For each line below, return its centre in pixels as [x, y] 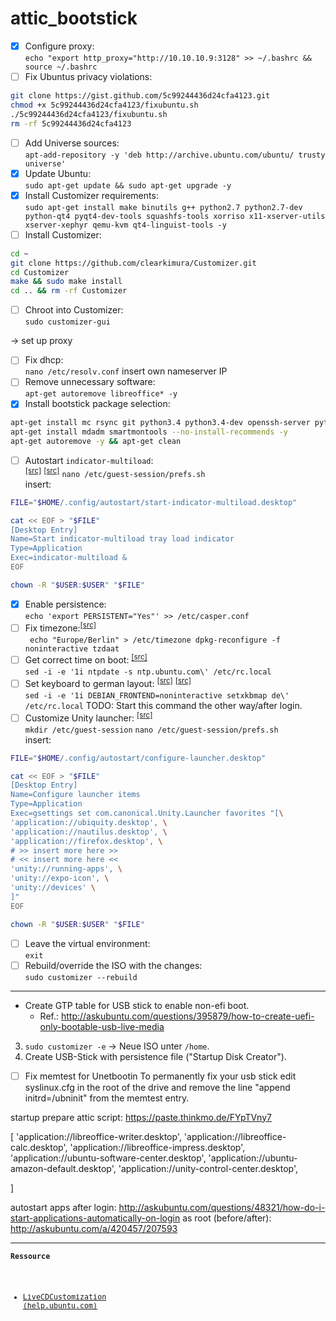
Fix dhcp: [44, 360]
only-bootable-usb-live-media [102, 1026]
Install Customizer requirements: [91, 195]
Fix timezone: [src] [60, 627]
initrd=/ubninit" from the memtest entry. [107, 1098]
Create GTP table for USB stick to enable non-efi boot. [137, 1005]
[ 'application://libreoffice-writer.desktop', [96, 1136]
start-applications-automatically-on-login [95, 1218]
